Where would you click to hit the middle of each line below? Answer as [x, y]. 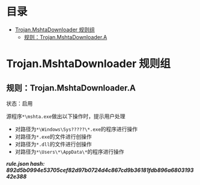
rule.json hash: [26, 163]
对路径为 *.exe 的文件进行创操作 [53, 136]
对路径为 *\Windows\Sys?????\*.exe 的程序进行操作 [76, 129]
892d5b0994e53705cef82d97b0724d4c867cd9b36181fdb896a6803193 [100, 170]
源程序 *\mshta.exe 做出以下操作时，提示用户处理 [66, 116]
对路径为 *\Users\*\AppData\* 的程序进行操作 [69, 151]
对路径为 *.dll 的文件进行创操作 [53, 144]
